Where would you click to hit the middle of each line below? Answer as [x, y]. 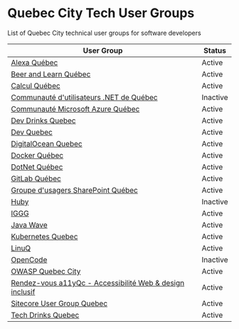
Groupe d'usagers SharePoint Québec [75, 190]
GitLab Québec [36, 178]
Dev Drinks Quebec [43, 121]
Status [215, 50]
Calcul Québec [36, 86]
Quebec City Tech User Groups [101, 13]
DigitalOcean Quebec [47, 143]
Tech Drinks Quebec [45, 315]
